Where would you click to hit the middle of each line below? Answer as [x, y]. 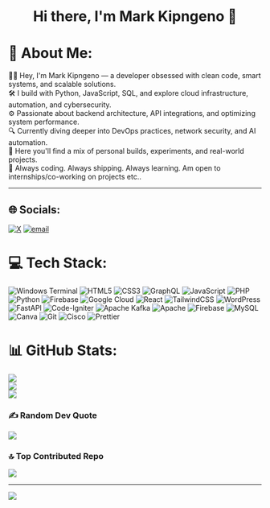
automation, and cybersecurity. [60, 105]
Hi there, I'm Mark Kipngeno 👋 [135, 17]
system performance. [44, 122]
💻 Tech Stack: [58, 263]
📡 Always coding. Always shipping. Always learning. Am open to [115, 168]
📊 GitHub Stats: [63, 351]
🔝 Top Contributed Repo [56, 456]
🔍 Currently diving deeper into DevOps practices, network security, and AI [132, 131]
